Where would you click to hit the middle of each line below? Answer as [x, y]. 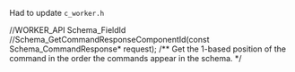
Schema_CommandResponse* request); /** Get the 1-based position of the [148, 49]
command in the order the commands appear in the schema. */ [126, 58]
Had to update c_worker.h [57, 13]
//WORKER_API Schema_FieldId [68, 30]
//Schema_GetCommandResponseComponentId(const [109, 40]
